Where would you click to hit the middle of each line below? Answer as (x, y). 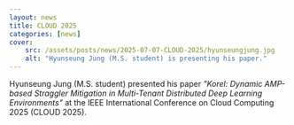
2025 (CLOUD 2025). (48, 112)
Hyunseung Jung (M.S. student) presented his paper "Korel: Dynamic (136, 84)
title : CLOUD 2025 (43, 26)
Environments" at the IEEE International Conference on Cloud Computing (142, 102)
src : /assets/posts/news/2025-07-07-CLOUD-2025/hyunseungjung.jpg (150, 51)
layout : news (33, 17)
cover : (21, 42)
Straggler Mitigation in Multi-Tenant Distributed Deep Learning (148, 93)
